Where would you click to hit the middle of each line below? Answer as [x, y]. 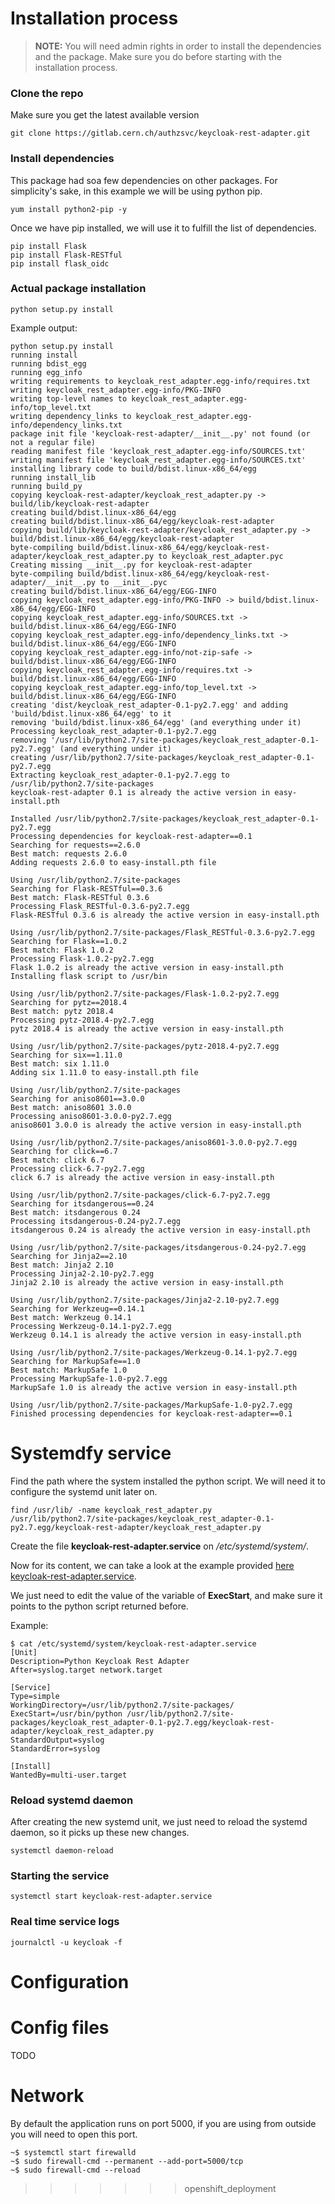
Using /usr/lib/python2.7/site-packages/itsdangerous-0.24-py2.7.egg [158, 1247]
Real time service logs [65, 1922]
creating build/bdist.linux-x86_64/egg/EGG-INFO [113, 591]
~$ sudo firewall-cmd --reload [75, 2170]
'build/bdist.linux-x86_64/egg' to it [91, 713]
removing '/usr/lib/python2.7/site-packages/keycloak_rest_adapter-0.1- [165, 740]
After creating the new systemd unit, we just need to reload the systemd [159, 1822]
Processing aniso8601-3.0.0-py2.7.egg [91, 1116]
